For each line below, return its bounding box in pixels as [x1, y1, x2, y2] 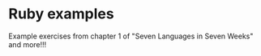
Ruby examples [8, 5, 115, 23]
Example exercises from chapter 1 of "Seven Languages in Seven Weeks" [8, 31, 254, 41]
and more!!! [8, 39, 47, 49]
